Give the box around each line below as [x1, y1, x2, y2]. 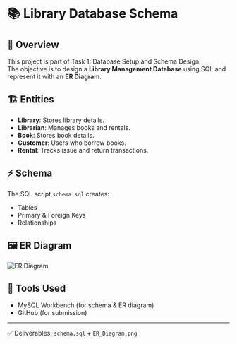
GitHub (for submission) [17, 309, 87, 317]
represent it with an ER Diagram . [7, 72, 102, 81]
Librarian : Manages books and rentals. [17, 123, 130, 131]
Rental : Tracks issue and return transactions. [17, 146, 149, 154]
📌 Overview [7, 38, 59, 50]
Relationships [17, 218, 57, 227]
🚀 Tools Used [7, 282, 66, 294]
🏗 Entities [7, 93, 54, 106]
